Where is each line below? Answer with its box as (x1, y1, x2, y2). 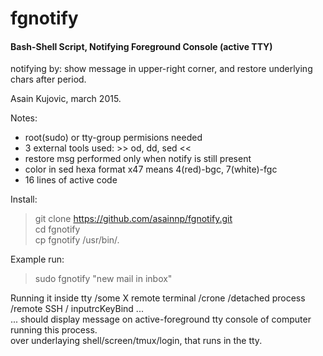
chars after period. (10, 73, 87, 86)
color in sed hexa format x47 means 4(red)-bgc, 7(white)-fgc (24, 163, 278, 176)
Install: (10, 193, 38, 206)
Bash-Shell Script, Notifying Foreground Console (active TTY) (10, 40, 273, 52)
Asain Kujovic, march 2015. (10, 93, 122, 105)
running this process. (10, 324, 98, 336)
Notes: (10, 112, 38, 124)
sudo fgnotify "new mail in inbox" (34, 273, 173, 285)
